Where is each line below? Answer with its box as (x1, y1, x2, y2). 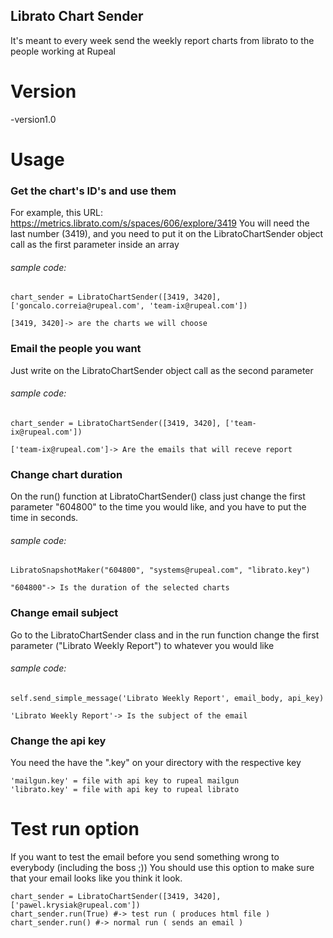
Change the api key (10, 734, 107, 748)
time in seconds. (10, 512, 79, 524)
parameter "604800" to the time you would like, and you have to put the (10, 501, 307, 513)
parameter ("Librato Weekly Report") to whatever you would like (10, 639, 275, 651)
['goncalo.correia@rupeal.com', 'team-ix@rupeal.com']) (10, 301, 248, 311)
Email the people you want (10, 342, 142, 356)
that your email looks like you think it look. (10, 872, 183, 884)
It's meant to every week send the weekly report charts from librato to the (10, 34, 315, 46)
